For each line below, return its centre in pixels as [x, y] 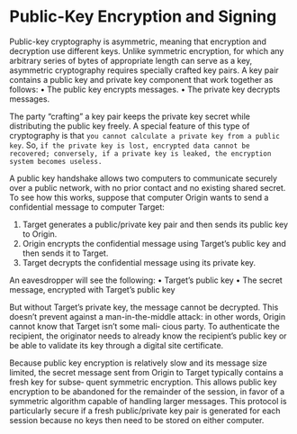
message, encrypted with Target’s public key [92, 289]
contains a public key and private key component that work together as [141, 79]
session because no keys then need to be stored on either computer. [137, 420]
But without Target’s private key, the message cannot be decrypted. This [144, 307]
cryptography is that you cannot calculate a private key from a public [145, 135]
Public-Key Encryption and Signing [143, 17]
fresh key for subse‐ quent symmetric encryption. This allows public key [143, 382]
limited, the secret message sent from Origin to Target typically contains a [146, 372]
